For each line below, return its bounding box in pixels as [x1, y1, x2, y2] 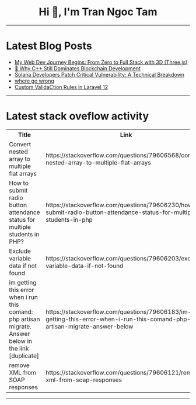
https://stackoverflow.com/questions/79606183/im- [45, 307, 192, 315]
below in [9, 337, 33, 345]
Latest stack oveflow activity [6, 109, 149, 123]
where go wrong [14, 77, 54, 84]
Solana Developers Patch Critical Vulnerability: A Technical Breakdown [14, 71, 185, 78]
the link [9, 344, 29, 352]
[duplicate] [9, 351, 39, 359]
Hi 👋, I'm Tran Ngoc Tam [38, 5, 157, 19]
